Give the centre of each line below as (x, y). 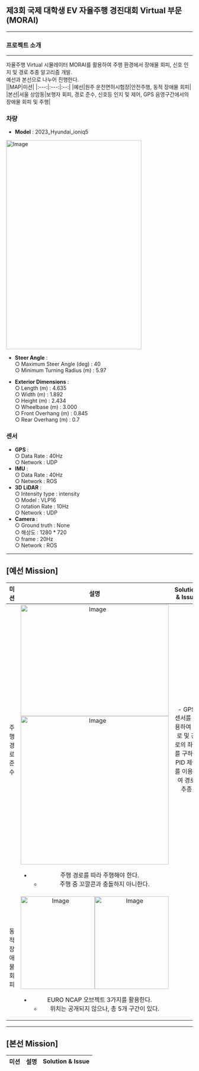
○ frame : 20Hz (34, 539)
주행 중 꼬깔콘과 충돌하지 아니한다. (105, 884)
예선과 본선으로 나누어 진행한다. (43, 80)
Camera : (26, 519)
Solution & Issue (66, 1062)
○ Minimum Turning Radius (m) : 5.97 (60, 370)
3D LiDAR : (28, 487)
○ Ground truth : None (42, 525)
